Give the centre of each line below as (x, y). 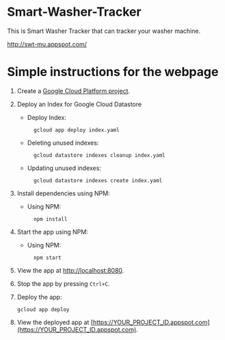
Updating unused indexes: (64, 168)
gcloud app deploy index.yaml (76, 130)
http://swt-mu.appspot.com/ (47, 44)
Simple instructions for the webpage (113, 72)
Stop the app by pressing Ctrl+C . (63, 283)
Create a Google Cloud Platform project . (74, 90)
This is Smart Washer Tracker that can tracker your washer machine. (104, 31)
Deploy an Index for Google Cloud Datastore (79, 104)
